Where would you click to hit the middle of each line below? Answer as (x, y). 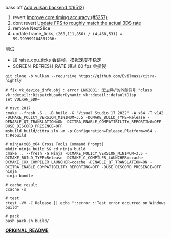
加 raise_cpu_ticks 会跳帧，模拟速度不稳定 (57, 60)
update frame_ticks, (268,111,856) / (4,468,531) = (68, 34)
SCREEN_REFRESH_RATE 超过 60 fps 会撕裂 (59, 66)
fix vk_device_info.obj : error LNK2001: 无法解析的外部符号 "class (81, 90)
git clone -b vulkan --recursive (41, 76)
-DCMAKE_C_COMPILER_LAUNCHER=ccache (104, 158)
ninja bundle (19, 176)
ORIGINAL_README (27, 230)
